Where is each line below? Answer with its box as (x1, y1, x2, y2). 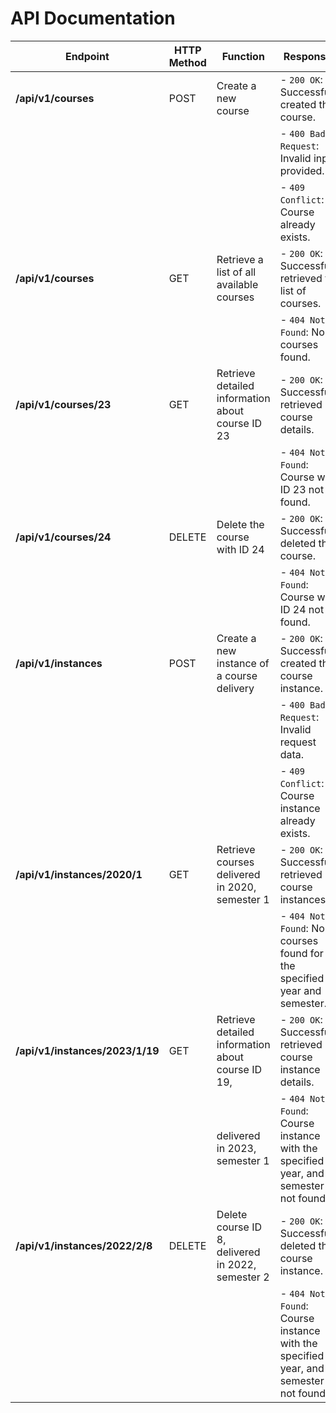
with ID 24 (216, 542, 265, 556)
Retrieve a (216, 252, 264, 266)
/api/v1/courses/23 (15, 397, 112, 411)
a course (216, 668, 258, 682)
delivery (216, 681, 255, 695)
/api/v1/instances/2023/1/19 (15, 1043, 160, 1057)
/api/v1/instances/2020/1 (15, 867, 143, 881)
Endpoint (64, 49, 110, 63)
